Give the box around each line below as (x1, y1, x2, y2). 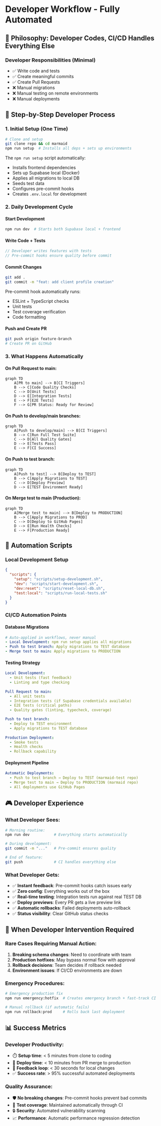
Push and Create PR (5, 325, 47, 331)
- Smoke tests (9, 740, 39, 745)
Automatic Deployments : (5, 771, 54, 776)
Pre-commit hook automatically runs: (5, 288, 81, 294)
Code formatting (12, 314, 46, 320)
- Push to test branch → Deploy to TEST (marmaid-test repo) (9, 775, 139, 780)
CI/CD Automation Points (5, 612, 67, 619)
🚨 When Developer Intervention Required (5, 925, 134, 934)
